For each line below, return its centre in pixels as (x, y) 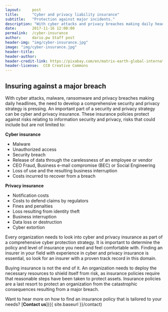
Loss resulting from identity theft (46, 211)
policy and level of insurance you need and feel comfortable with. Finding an (84, 247)
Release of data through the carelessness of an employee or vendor (82, 160)
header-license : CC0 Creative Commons (47, 66)
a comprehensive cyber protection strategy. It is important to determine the (82, 242)
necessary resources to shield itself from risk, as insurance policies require (82, 273)
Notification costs (30, 195)
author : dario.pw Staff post (40, 38)
